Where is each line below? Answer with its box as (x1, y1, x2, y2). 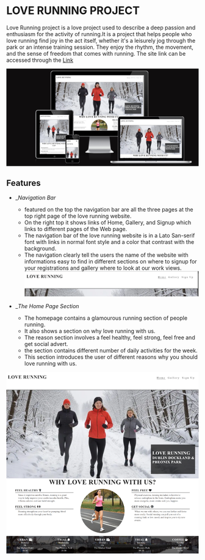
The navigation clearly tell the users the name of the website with (24, 251, 189, 259)
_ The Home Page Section (15, 302, 79, 309)
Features (6, 178, 41, 188)
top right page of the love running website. (24, 212, 132, 220)
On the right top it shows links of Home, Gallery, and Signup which (24, 219, 192, 226)
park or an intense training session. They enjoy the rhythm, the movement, (6, 43, 194, 51)
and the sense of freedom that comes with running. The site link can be (6, 50, 186, 57)
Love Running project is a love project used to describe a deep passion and (6, 24, 196, 31)
